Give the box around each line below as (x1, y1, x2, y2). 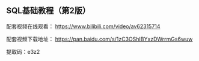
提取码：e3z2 (6, 48, 40, 55)
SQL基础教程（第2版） (6, 5, 91, 16)
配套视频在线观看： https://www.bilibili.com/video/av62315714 (6, 23, 161, 30)
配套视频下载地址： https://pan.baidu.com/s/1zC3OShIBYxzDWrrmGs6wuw (6, 35, 193, 42)
